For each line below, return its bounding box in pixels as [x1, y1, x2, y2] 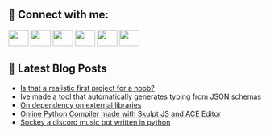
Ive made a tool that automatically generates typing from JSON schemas [19, 92, 262, 101]
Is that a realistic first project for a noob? [19, 83, 155, 92]
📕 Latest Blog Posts [8, 62, 107, 76]
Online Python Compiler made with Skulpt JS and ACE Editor [19, 108, 222, 118]
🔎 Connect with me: [8, 8, 109, 22]
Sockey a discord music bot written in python [19, 117, 171, 127]
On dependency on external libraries [19, 100, 142, 109]
